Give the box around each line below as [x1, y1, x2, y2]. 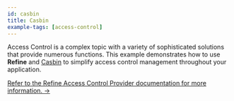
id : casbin [7, 10, 40, 18]
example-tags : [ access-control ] [7, 23, 103, 30]
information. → [7, 86, 51, 95]
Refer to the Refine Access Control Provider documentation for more [7, 79, 207, 88]
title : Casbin [7, 17, 49, 24]
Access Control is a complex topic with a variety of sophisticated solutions [7, 43, 225, 52]
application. [7, 65, 42, 74]
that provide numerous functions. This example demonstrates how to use [7, 50, 221, 59]
